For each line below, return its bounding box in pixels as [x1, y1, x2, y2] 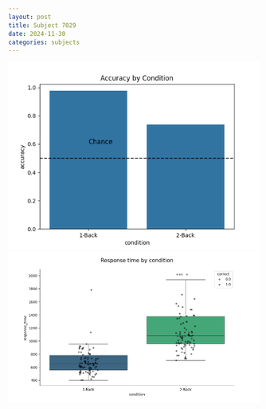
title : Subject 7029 [8, 21, 77, 29]
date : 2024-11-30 [8, 29, 66, 37]
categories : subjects [8, 38, 80, 46]
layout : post [8, 13, 52, 21]
